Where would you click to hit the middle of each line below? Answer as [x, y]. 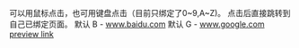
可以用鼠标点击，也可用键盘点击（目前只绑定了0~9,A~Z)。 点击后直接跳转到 [150, 13]
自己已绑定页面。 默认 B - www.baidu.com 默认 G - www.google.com [137, 24]
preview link [31, 34]
